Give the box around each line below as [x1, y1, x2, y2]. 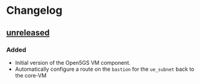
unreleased [6, 28, 50, 38]
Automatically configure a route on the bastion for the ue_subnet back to [14, 65, 195, 73]
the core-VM [14, 71, 47, 79]
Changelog [6, 4, 63, 17]
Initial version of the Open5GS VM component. [14, 59, 131, 66]
